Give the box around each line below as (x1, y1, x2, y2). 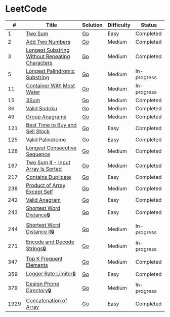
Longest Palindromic (26, 67, 75, 74)
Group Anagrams (26, 113, 67, 120)
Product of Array (26, 181, 66, 188)
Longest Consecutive (26, 144, 77, 151)
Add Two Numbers (26, 38, 71, 45)
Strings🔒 (26, 245, 47, 252)
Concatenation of (26, 297, 67, 304)
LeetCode (5, 3, 47, 15)
